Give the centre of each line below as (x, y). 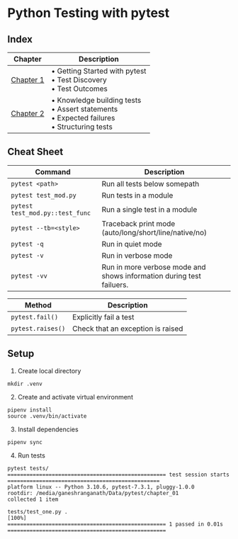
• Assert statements (85, 109)
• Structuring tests (82, 127)
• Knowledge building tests (96, 100)
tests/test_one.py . (38, 511)
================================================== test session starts (119, 475)
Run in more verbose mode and (154, 267)
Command (53, 171)
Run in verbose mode (137, 255)
